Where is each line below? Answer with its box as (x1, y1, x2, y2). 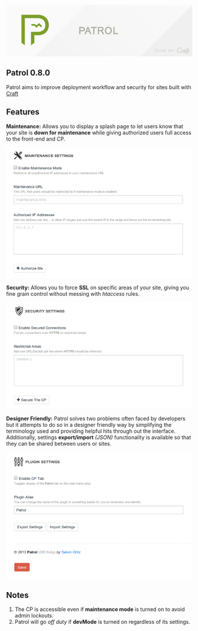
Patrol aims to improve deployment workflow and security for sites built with (6, 83, 191, 90)
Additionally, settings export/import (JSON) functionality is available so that (6, 433, 191, 441)
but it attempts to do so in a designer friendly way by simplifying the (6, 421, 172, 428)
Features (6, 107, 40, 117)
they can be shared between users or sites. (6, 440, 112, 447)
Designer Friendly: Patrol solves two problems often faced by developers (6, 415, 186, 422)
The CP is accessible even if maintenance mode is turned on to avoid (14, 606, 185, 613)
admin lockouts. (14, 612, 54, 619)
